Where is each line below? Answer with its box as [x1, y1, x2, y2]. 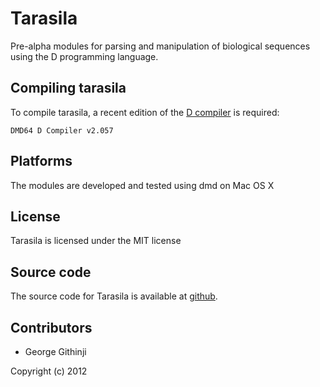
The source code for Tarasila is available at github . [10, 290, 218, 302]
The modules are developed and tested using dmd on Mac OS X [10, 179, 275, 191]
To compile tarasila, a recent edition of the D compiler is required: [10, 106, 280, 118]
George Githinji [24, 346, 87, 357]
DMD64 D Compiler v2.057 [10, 125, 114, 136]
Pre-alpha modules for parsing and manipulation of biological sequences [10, 40, 311, 52]
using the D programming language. [10, 50, 159, 62]
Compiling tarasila [10, 80, 127, 97]
